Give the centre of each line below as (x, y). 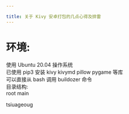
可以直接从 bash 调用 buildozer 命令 (49, 79)
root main (18, 93)
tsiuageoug (20, 104)
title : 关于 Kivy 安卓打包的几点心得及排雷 (53, 16)
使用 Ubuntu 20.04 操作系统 (39, 64)
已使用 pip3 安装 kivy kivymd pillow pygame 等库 (65, 72)
